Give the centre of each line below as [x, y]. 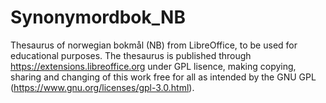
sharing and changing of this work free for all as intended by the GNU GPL [163, 77]
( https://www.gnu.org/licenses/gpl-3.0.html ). [102, 87]
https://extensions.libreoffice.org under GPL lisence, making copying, [153, 66]
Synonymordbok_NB [98, 17]
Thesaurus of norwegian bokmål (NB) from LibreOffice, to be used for [154, 45]
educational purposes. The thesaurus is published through [131, 55]
